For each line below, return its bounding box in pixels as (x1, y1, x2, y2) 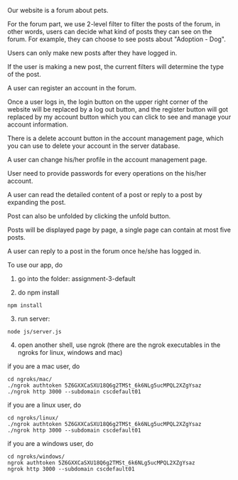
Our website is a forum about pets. (7, 6, 109, 14)
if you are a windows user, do (7, 439, 94, 447)
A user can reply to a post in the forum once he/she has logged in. (7, 247, 201, 255)
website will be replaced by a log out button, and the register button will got (7, 105, 229, 113)
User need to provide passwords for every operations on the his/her (7, 169, 207, 177)
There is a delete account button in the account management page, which (7, 134, 224, 142)
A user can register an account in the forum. (7, 84, 137, 92)
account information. (7, 120, 69, 129)
